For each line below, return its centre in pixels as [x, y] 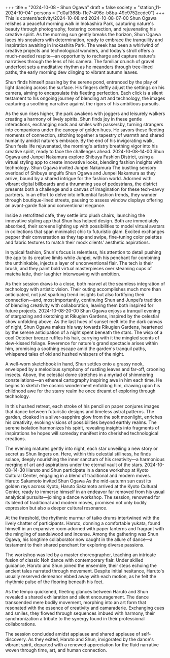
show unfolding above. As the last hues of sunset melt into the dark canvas [84, 322]
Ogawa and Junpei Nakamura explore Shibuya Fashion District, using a [79, 157]
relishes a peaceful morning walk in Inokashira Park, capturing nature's [79, 23]
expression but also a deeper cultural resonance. [56, 508]
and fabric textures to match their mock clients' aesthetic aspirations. [78, 242]
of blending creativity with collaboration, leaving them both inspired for [79, 305]
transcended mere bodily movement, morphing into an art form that [76, 602]
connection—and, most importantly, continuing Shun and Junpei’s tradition [83, 300]
